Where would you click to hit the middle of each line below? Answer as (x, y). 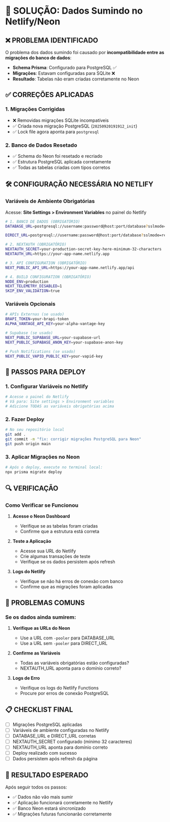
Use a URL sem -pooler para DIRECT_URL (64, 643)
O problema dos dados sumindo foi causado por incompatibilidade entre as (85, 52)
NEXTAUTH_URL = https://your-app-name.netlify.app (57, 254)
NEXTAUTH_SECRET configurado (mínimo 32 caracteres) (72, 742)
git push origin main (28, 444)
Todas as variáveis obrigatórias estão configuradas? (75, 663)
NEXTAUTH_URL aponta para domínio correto (60, 747)
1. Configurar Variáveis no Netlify (47, 386)
